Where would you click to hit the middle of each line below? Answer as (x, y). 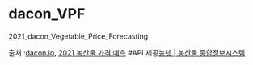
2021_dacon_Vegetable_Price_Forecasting (78, 36)
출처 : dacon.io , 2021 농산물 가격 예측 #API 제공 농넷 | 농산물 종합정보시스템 (127, 52)
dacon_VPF (47, 14)
